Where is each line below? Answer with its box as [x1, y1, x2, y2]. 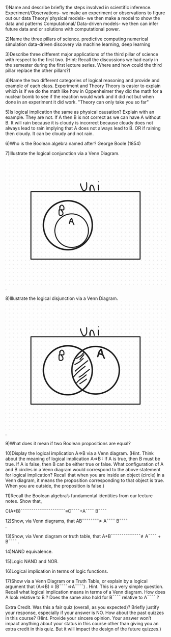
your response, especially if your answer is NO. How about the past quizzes [5, 609, 164, 616]
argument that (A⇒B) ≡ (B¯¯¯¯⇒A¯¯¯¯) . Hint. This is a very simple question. [5, 583, 164, 590]
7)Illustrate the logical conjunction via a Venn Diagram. [5, 150, 120, 156]
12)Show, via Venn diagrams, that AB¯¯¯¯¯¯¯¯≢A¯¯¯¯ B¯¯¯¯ [5, 518, 128, 524]
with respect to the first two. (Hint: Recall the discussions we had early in [5, 57, 159, 63]
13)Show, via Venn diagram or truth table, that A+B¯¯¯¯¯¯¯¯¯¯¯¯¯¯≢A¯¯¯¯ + [5, 533, 161, 540]
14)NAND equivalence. [5, 548, 53, 555]
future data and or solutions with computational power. [5, 26, 120, 32]
